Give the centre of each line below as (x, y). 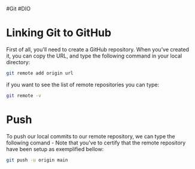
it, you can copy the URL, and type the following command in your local (94, 56)
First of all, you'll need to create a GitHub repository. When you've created (98, 49)
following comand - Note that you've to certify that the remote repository (96, 143)
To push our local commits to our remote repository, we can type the (91, 136)
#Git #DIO (19, 9)
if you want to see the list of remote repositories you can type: (83, 84)
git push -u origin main (37, 160)
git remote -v (24, 95)
